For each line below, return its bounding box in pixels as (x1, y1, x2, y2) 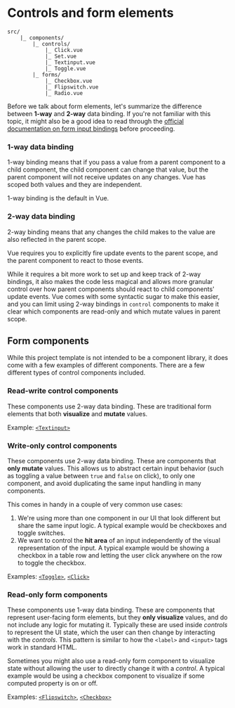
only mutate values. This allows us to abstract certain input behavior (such (7, 464, 224, 472)
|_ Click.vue (44, 46, 83, 53)
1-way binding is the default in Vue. (7, 194, 109, 202)
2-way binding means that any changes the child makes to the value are (7, 227, 216, 236)
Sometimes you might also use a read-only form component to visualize (7, 657, 215, 665)
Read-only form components (7, 589, 108, 599)
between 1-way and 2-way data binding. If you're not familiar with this (7, 109, 211, 117)
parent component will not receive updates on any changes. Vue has (7, 173, 206, 181)
